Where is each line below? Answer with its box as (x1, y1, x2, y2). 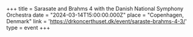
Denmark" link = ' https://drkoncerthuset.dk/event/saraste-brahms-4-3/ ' (6, 18, 187, 24)
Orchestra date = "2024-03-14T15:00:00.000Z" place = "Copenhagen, (6, 11, 184, 18)
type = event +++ (6, 24, 51, 31)
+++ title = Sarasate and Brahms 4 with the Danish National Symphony (6, 5, 184, 12)
